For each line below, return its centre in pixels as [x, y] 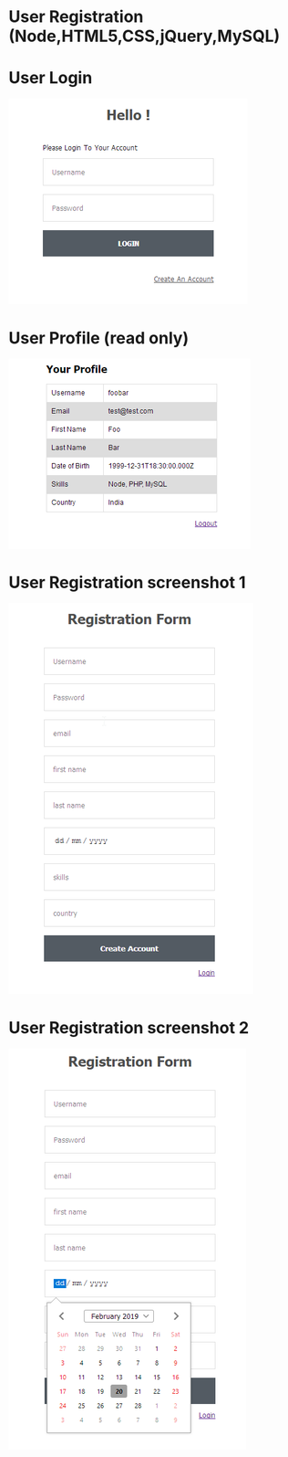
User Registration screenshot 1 [128, 583]
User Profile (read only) [98, 338]
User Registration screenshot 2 [129, 1028]
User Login [51, 78]
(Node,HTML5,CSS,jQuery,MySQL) [144, 36]
